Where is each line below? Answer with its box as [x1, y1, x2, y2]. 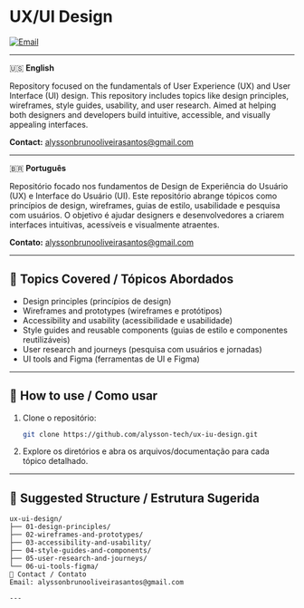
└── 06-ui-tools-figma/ [9, 562, 100, 572]
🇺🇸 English [9, 62, 54, 73]
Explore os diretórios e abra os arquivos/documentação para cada [22, 446, 270, 457]
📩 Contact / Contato [9, 570, 88, 579]
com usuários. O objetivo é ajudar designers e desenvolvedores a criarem [9, 209, 285, 220]
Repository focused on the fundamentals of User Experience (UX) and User [9, 80, 291, 92]
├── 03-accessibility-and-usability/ [9, 538, 152, 547]
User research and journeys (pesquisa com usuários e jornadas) [22, 343, 262, 354]
